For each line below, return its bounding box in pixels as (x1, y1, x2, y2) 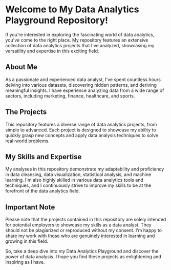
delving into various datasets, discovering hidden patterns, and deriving (5, 82, 157, 88)
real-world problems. (5, 138, 50, 144)
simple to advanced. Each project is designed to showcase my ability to (5, 127, 156, 133)
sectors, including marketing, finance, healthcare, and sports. (5, 92, 135, 99)
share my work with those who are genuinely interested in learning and (5, 233, 155, 239)
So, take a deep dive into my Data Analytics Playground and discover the (5, 248, 159, 255)
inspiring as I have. (5, 259, 45, 265)
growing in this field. (5, 238, 49, 244)
